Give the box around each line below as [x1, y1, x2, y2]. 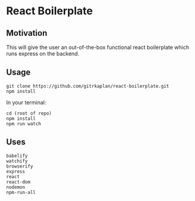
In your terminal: [6, 98, 47, 106]
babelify [6, 153, 28, 159]
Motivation [6, 28, 48, 38]
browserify [6, 163, 33, 169]
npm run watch [6, 120, 42, 126]
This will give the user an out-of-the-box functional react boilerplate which [6, 44, 190, 51]
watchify [6, 158, 28, 164]
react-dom [6, 179, 31, 185]
